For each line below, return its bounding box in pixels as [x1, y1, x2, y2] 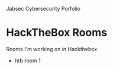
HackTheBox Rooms [6, 26, 108, 39]
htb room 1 [14, 57, 41, 64]
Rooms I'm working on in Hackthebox [6, 45, 98, 52]
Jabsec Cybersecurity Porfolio [6, 5, 81, 12]
